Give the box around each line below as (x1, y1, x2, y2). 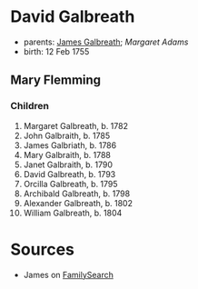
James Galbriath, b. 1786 (23, 139, 117, 151)
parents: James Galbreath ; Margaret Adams (23, 36, 189, 47)
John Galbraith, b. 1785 (23, 130, 111, 141)
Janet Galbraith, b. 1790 (23, 159, 113, 170)
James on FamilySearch (23, 269, 114, 280)
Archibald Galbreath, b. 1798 (23, 188, 131, 199)
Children (10, 100, 49, 113)
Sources (10, 239, 75, 260)
